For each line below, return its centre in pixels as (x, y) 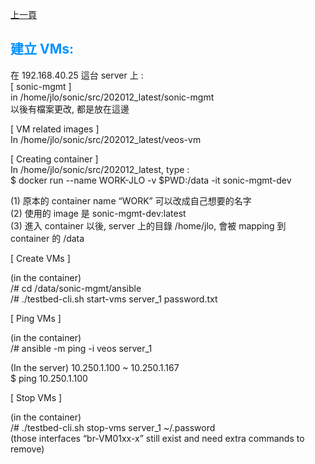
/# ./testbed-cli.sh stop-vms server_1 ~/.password (113, 427)
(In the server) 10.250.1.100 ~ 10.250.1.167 (95, 367)
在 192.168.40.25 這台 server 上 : (77, 75)
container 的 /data (47, 238)
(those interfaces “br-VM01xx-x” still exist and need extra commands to (157, 438)
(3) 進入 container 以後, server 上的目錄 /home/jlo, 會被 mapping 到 (148, 225)
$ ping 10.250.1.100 (49, 378)
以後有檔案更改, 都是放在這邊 (70, 109)
